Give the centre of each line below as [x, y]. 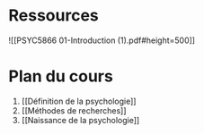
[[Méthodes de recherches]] [74, 110]
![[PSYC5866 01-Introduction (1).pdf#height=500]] [102, 40]
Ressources [54, 16]
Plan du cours [61, 76]
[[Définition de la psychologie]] [79, 101]
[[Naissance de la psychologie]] [80, 120]
